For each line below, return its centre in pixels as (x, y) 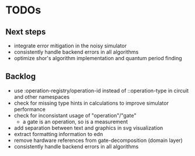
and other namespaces (42, 96)
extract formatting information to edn (58, 134)
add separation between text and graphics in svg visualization (88, 128)
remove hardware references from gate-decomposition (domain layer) (98, 140)
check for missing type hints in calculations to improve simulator (91, 103)
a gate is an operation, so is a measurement (75, 122)
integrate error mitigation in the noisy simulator (70, 46)
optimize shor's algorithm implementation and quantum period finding (98, 58)
